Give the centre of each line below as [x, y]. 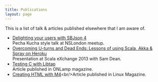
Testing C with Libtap [34, 64]
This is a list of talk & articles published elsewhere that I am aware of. [75, 28]
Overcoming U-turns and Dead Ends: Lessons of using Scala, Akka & [82, 48]
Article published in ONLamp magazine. [53, 69]
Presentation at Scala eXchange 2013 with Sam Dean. [67, 58]
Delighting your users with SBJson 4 [49, 38]
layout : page [19, 14]
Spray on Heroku [29, 53]
